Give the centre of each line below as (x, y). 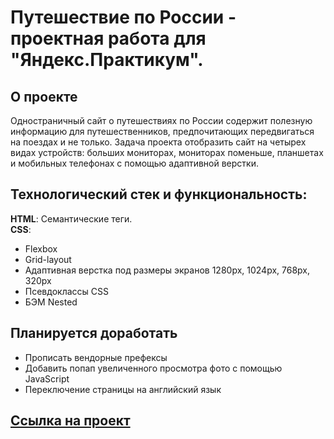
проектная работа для (108, 38)
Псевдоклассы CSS (66, 291)
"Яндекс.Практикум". (107, 60)
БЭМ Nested (51, 302)
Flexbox (41, 248)
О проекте (44, 96)
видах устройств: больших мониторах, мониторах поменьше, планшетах (167, 152)
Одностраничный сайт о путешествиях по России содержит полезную (161, 120)
